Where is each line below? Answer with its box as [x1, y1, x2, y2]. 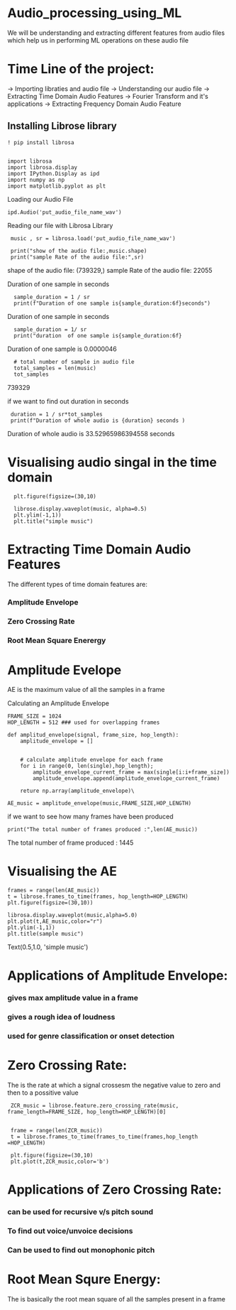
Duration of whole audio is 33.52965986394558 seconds [7, 429, 175, 438]
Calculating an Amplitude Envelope [7, 699, 110, 708]
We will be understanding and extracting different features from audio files [7, 28, 225, 37]
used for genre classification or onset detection [7, 1032, 175, 1041]
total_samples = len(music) [13, 364, 97, 372]
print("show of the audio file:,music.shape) [10, 247, 147, 254]
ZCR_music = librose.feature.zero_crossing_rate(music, [10, 1103, 179, 1110]
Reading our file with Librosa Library [7, 221, 113, 229]
